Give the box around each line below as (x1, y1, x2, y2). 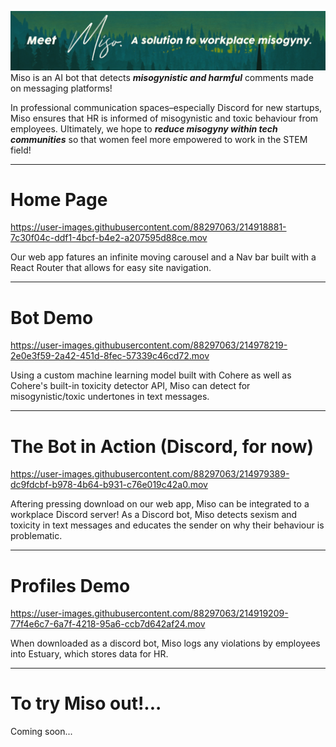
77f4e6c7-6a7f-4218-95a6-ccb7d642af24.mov (10, 618, 206, 630)
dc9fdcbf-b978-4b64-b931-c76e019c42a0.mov (10, 479, 208, 491)
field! (10, 144, 32, 156)
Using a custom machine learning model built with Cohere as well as (10, 369, 292, 381)
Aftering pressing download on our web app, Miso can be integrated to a (10, 498, 310, 510)
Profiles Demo (10, 574, 131, 597)
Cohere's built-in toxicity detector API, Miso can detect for (10, 380, 251, 392)
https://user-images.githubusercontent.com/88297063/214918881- (10, 221, 287, 233)
